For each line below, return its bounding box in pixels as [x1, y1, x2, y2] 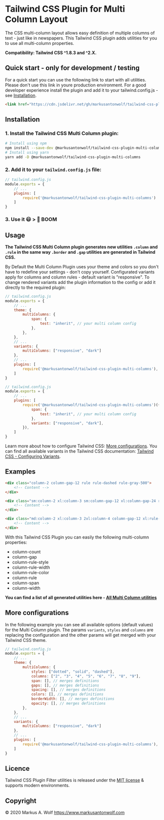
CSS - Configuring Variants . [5, 454, 61, 460]
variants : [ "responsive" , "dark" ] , [31, 420, 104, 425]
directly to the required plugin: [5, 284, 66, 290]
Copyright [5, 797, 37, 805]
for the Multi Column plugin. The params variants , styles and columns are [5, 627, 154, 633]
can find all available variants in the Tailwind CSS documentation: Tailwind [5, 448, 154, 454]
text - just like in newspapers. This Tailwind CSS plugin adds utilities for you [5, 35, 157, 41]
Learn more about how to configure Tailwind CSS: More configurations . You [5, 443, 157, 449]
